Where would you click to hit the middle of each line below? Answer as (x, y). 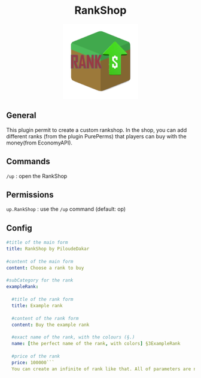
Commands (28, 161)
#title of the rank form (42, 300)
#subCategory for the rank (40, 280)
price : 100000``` (33, 362)
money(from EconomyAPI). (39, 143)
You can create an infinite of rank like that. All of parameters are (101, 369)
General (22, 115)
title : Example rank (37, 306)
